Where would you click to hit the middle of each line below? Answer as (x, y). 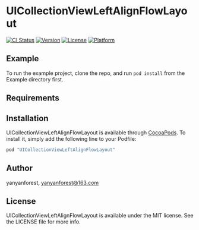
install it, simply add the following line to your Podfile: (71, 138)
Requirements (33, 98)
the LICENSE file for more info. (44, 222)
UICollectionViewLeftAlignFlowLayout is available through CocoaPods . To (96, 133)
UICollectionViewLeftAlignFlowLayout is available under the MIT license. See (100, 216)
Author (19, 168)
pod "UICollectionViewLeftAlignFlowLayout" (61, 150)
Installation (27, 118)
